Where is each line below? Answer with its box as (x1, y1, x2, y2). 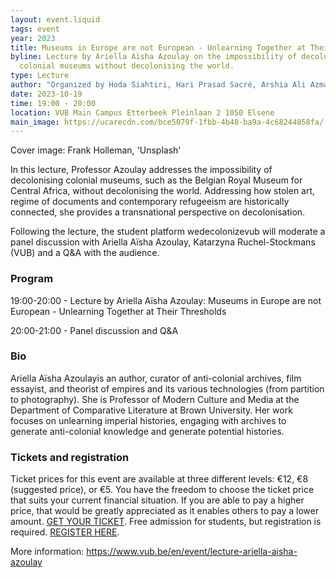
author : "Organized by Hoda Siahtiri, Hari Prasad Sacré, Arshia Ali (10, 80, 307, 90)
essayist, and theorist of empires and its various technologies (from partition (10, 382, 325, 395)
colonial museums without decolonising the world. (19, 61, 235, 71)
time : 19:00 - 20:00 (10, 98, 97, 108)
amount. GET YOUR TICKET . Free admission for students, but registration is (10, 516, 322, 528)
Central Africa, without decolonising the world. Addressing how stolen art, (10, 185, 316, 197)
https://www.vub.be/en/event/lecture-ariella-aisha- (86, 546, 298, 558)
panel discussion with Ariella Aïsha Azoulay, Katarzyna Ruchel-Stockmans (10, 236, 316, 248)
